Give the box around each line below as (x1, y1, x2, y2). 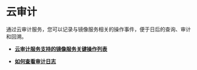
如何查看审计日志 (14, 58, 56, 65)
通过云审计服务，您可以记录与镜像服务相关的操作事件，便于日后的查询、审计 (6, 26, 191, 33)
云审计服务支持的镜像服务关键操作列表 (14, 45, 107, 52)
